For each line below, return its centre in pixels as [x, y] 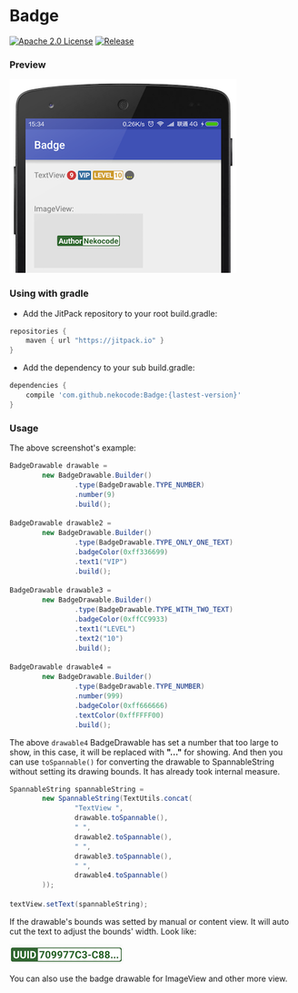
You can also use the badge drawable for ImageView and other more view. [149, 978]
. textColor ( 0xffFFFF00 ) [119, 715]
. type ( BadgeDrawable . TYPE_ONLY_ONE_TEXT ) [154, 542]
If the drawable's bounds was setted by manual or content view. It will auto [149, 921]
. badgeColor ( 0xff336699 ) [121, 552]
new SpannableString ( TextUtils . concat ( [118, 799]
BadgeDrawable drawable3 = [60, 591]
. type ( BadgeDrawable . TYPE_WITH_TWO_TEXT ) [154, 610]
